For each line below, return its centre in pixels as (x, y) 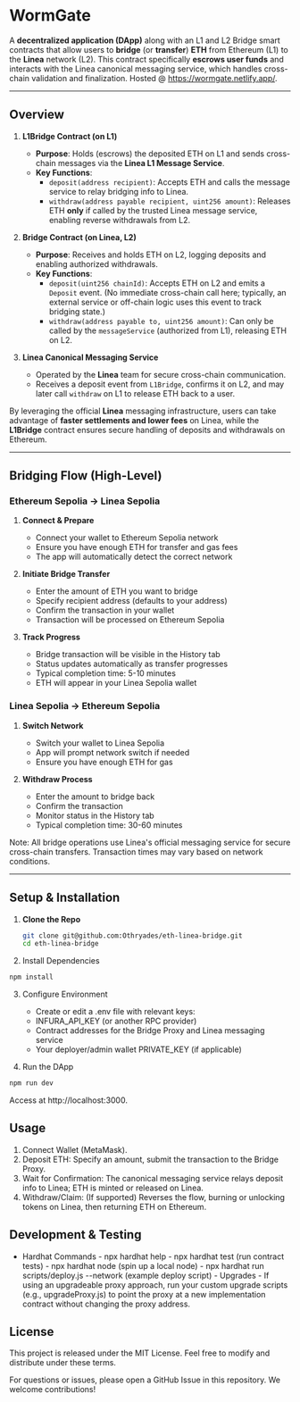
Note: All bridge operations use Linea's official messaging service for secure (150, 842)
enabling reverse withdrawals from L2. (120, 220)
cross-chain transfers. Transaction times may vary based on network (136, 851)
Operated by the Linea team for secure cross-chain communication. (161, 374)
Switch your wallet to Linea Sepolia (100, 743)
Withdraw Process (57, 779)
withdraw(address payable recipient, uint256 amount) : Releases (170, 201)
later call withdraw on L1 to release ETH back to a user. (135, 393)
